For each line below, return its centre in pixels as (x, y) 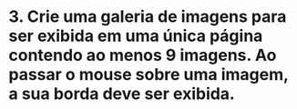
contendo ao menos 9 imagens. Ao (143, 55)
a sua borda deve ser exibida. (122, 94)
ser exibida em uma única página (136, 36)
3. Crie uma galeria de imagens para (148, 17)
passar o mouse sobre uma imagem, (148, 75)
